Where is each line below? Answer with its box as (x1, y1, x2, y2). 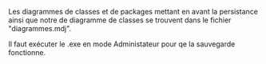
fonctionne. (8, 48, 46, 57)
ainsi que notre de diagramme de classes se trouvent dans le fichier (8, 15, 232, 25)
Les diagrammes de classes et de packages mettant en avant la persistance (8, 7, 258, 16)
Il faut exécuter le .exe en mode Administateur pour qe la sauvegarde (8, 39, 236, 49)
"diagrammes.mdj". (8, 24, 72, 33)
